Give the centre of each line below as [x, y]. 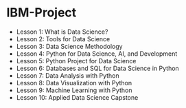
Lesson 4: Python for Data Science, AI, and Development [97, 54]
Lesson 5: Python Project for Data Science [76, 61]
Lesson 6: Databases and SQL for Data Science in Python [97, 68]
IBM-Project [42, 13]
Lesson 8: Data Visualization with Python [74, 83]
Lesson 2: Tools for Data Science [63, 39]
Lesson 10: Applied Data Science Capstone [77, 97]
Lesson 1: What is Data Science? [62, 32]
